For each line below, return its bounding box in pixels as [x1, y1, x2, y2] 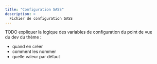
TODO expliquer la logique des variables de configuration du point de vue [5, 29, 153, 35]
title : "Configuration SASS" [5, 7, 64, 12]
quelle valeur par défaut [12, 54, 60, 60]
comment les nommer [12, 49, 56, 54]
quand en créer [12, 44, 43, 50]
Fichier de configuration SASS [9, 16, 73, 21]
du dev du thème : [5, 34, 42, 40]
